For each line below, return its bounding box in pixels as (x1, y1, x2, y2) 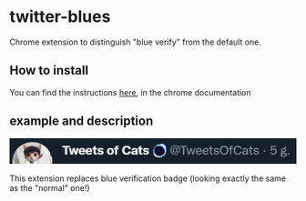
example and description (9, 114, 154, 129)
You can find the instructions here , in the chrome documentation (9, 86, 252, 97)
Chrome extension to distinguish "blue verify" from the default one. (9, 36, 262, 47)
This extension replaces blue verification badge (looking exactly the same (9, 173, 287, 184)
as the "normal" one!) (9, 183, 90, 194)
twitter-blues (9, 6, 111, 27)
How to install (9, 63, 89, 78)
